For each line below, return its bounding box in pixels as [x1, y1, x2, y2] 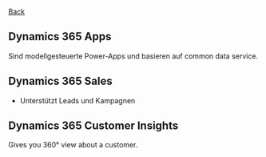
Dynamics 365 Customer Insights [8, 119, 179, 133]
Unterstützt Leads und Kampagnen [19, 95, 136, 105]
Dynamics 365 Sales [8, 74, 113, 88]
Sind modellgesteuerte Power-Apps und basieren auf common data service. [8, 51, 258, 61]
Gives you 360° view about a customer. [8, 140, 138, 150]
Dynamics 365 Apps [8, 30, 112, 43]
